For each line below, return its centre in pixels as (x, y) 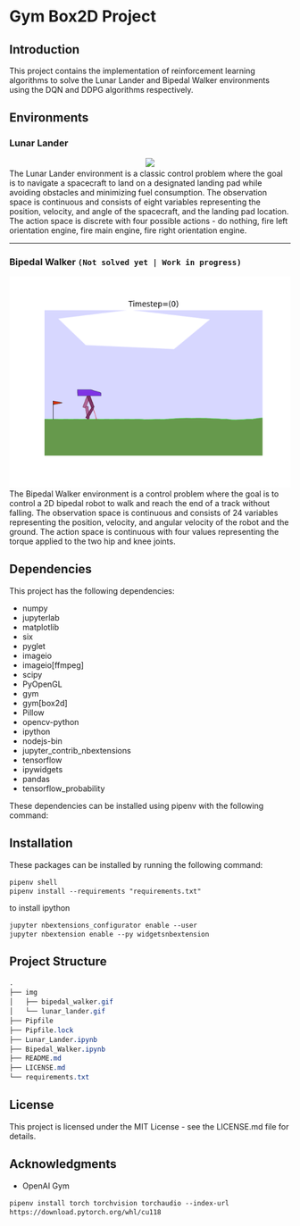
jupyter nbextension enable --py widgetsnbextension (109, 934)
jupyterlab (41, 617)
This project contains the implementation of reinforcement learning (133, 71)
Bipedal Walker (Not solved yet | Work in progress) (125, 262)
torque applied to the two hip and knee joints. (92, 541)
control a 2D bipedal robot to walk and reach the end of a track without (140, 503)
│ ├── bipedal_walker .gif (62, 1002)
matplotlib (41, 627)
